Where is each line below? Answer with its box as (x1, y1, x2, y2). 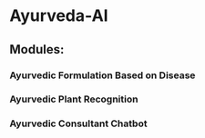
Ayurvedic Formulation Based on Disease (9, 69, 196, 82)
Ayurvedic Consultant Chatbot (9, 117, 148, 130)
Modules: (9, 42, 65, 57)
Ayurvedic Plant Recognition (9, 93, 138, 105)
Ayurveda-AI (9, 5, 108, 26)
